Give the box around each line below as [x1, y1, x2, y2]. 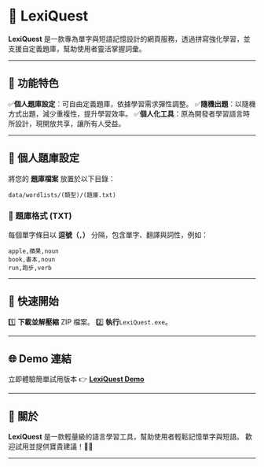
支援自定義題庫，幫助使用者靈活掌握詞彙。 [8, 43, 146, 54]
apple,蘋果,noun [8, 247, 59, 255]
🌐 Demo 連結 [8, 352, 72, 365]
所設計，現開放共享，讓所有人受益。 [8, 118, 126, 128]
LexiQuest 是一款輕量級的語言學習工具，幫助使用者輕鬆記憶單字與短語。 [8, 432, 244, 442]
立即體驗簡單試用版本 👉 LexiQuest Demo [8, 374, 145, 384]
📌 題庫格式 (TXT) [8, 210, 72, 221]
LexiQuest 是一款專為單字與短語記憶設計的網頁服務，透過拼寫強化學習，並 [8, 34, 251, 43]
